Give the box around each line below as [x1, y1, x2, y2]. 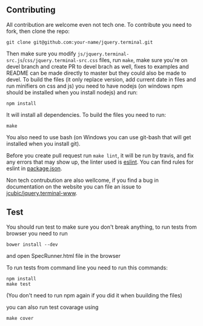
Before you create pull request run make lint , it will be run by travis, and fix [6, 151, 194, 159]
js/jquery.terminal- [77, 51, 129, 57]
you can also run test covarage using [6, 303, 99, 311]
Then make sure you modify [6, 50, 76, 57]
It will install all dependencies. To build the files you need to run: [6, 111, 167, 118]
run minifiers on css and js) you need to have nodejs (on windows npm [6, 82, 183, 89]
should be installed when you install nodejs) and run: [6, 88, 138, 96]
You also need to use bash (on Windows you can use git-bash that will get [6, 133, 191, 140]
